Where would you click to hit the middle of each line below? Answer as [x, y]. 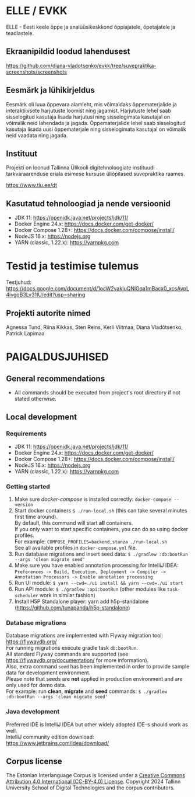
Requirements [26, 434]
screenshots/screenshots [36, 72]
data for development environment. [48, 673]
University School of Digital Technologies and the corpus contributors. [91, 788]
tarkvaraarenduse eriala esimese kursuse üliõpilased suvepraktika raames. [95, 174]
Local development [42, 417]
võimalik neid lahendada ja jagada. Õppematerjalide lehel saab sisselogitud [96, 123]
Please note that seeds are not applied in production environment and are [95, 679]
